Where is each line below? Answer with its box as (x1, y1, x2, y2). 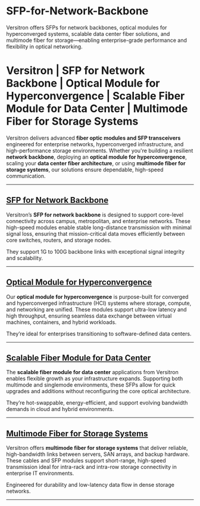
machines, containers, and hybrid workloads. (6, 318, 117, 326)
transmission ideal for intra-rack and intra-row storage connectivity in (6, 464, 177, 471)
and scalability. (6, 254, 43, 261)
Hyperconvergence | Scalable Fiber (6, 90, 185, 103)
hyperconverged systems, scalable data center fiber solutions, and (6, 30, 170, 37)
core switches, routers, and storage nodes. (6, 236, 112, 243)
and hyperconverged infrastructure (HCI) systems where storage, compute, (6, 300, 192, 307)
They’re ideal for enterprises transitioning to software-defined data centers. (6, 330, 192, 337)
